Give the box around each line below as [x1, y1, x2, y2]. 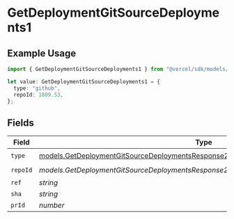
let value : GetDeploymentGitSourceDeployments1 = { [7, 78, 160, 85]
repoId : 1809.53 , [13, 91, 64, 98]
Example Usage [7, 47, 77, 59]
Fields [7, 117, 35, 129]
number [39, 200, 65, 210]
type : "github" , [13, 85, 61, 92]
